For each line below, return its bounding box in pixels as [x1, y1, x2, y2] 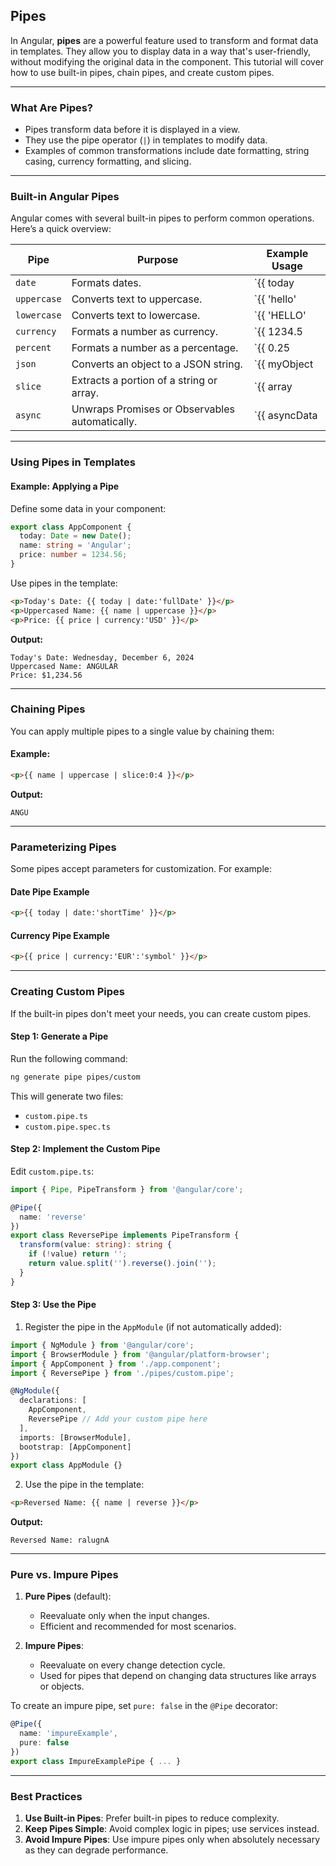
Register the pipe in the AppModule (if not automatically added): [24, 1320, 282, 1333]
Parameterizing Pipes [10, 840, 117, 854]
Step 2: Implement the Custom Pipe [10, 1143, 161, 1155]
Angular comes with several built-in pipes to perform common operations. [10, 212, 315, 224]
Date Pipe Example [10, 885, 90, 898]
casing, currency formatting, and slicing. [24, 155, 192, 168]
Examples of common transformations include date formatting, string [24, 145, 310, 157]
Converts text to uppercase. [71, 292, 203, 306]
